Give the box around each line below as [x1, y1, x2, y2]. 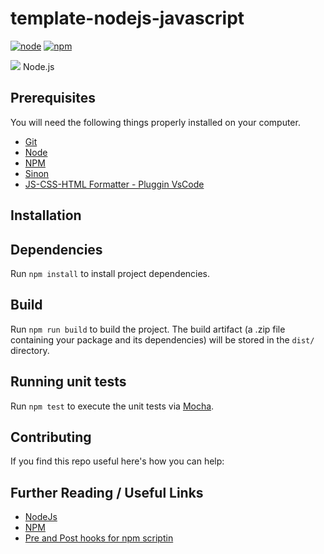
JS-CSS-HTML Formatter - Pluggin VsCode [24, 178, 205, 190]
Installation [10, 207, 82, 224]
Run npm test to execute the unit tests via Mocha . [10, 400, 215, 412]
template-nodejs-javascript [10, 7, 245, 30]
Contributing [10, 428, 92, 446]
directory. [10, 344, 50, 356]
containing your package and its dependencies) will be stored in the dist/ [10, 333, 315, 346]
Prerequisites [10, 90, 96, 107]
